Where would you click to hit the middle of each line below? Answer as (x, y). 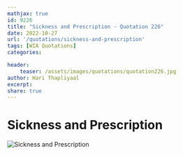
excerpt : (20, 84)
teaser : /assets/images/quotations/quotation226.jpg (98, 71)
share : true (24, 91)
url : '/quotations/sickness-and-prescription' (76, 40)
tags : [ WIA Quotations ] (42, 46)
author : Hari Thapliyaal (43, 78)
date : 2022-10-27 (32, 33)
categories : (24, 53)
